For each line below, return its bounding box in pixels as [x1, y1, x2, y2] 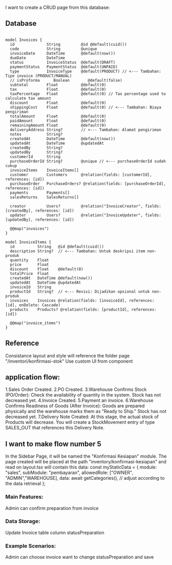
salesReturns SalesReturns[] [10, 195, 79, 200]
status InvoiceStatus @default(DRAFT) [10, 60, 116, 65]
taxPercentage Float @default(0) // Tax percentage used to [10, 91, 166, 97]
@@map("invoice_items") [10, 321, 60, 326]
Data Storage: [5, 518, 40, 525]
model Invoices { [5, 37, 42, 43]
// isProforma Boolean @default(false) [10, 78, 123, 83]
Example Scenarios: [5, 542, 56, 549]
